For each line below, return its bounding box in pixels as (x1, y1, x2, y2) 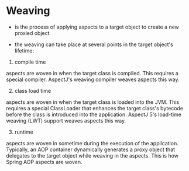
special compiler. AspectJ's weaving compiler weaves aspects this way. (6, 76, 180, 83)
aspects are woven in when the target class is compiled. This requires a (6, 69, 178, 76)
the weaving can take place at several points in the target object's (14, 41, 174, 48)
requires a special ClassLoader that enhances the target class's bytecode (6, 104, 183, 111)
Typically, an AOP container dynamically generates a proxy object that (6, 146, 176, 153)
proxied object (14, 29, 50, 36)
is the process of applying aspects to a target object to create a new (14, 23, 180, 30)
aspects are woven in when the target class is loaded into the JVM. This (6, 98, 180, 106)
